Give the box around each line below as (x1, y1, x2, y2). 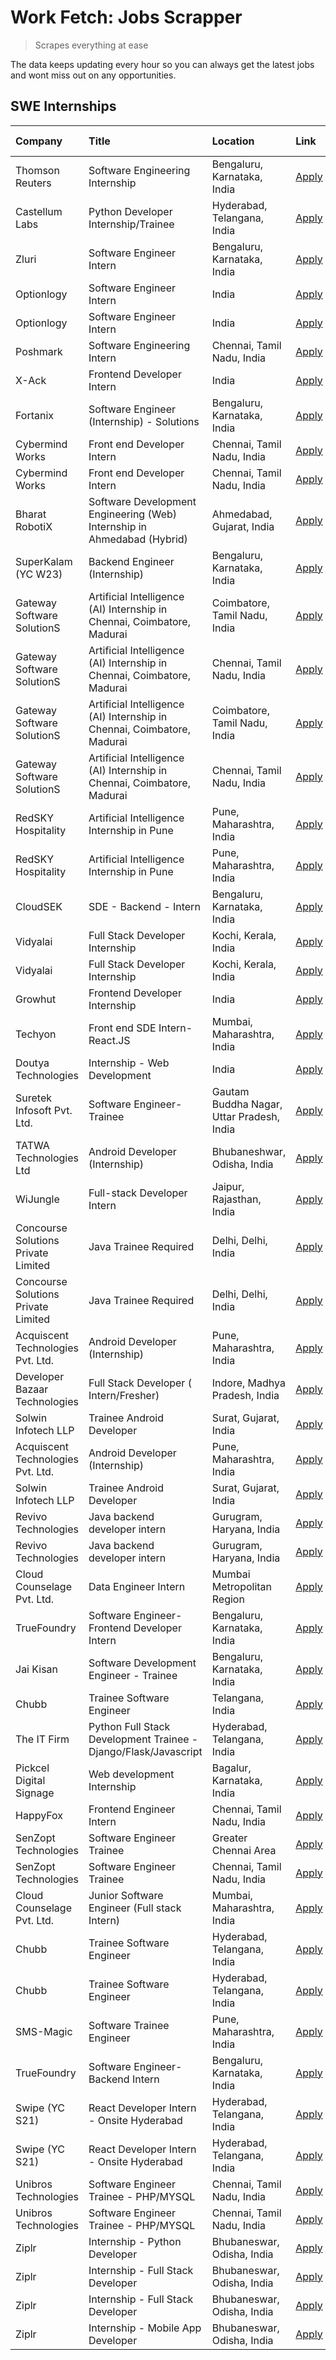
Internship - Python (88, 2234, 182, 2248)
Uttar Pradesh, (211, 1109, 281, 1123)
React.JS (88, 1033, 131, 1047)
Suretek (15, 1091, 52, 1105)
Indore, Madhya (211, 1376, 286, 1390)
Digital (15, 1773, 46, 1787)
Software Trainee (88, 2018, 170, 2032)
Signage (15, 1786, 55, 1800)
